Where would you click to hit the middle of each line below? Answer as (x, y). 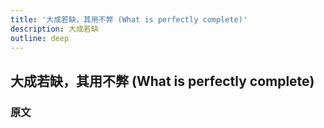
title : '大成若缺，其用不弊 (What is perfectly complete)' (129, 19)
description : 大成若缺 (54, 29)
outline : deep (40, 38)
